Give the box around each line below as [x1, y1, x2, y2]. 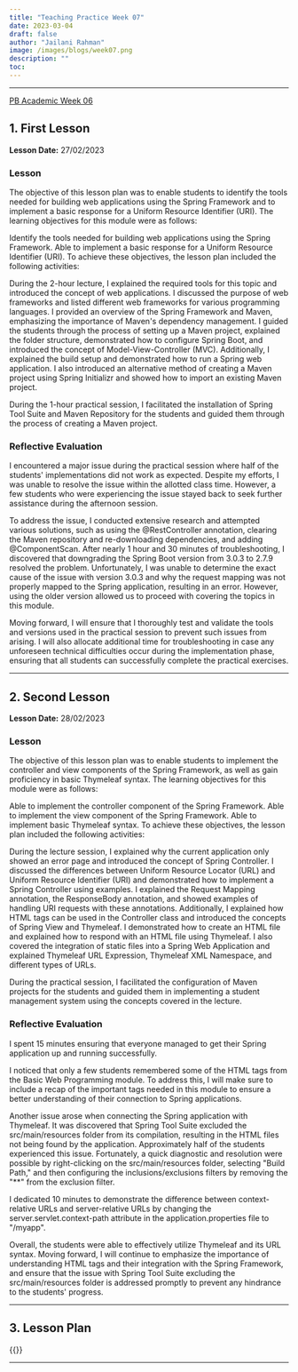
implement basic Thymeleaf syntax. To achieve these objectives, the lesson [9, 819, 286, 831]
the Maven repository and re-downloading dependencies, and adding [9, 534, 263, 545]
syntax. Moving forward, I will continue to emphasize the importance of [9, 1248, 270, 1259]
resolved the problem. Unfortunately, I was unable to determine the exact [9, 562, 277, 573]
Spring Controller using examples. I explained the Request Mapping [9, 884, 255, 895]
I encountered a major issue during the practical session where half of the [9, 460, 279, 471]
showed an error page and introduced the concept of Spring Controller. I [9, 856, 274, 866]
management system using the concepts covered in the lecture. [9, 996, 242, 1007]
